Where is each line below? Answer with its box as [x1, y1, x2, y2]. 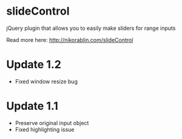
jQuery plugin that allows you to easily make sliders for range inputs [6, 24, 176, 32]
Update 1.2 [6, 58, 62, 71]
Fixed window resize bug [15, 77, 78, 85]
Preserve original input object [15, 119, 89, 126]
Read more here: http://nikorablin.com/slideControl [6, 36, 133, 43]
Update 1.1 [6, 99, 59, 113]
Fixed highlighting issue [15, 126, 75, 133]
